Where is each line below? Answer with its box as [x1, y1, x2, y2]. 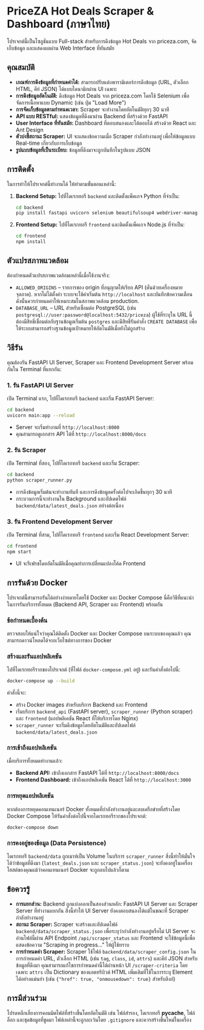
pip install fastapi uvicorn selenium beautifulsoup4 [15, 210, 154, 216]
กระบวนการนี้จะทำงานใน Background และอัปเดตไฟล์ [15, 495, 127, 502]
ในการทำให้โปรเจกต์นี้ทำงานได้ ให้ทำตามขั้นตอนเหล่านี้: [7, 180, 117, 187]
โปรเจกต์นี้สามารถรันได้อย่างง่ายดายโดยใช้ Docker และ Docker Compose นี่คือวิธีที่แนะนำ [7, 594, 194, 601]
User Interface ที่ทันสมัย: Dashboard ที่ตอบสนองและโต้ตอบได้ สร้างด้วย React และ [15, 119, 196, 127]
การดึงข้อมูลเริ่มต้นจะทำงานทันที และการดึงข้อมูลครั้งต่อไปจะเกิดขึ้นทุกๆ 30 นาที [15, 488, 173, 495]
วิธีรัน [7, 342, 23, 353]
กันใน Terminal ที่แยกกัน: [7, 365, 62, 373]
